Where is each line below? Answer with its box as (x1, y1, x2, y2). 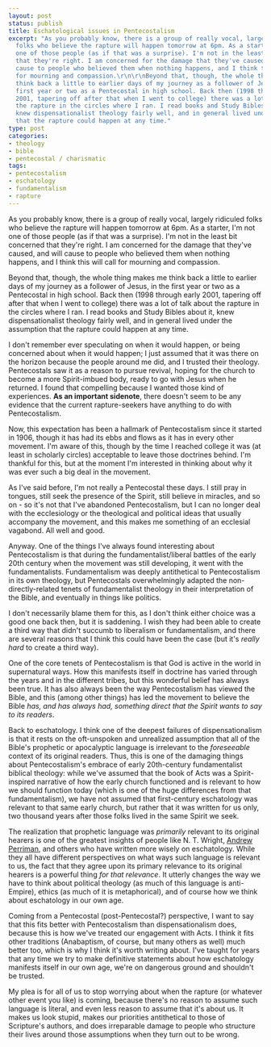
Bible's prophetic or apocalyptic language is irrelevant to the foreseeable (8, 742, 250, 752)
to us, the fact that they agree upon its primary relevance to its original (8, 861, 242, 870)
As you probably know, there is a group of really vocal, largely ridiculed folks (8, 214, 263, 224)
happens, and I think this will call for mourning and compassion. (8, 257, 220, 266)
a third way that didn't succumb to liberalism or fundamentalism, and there (8, 625, 256, 634)
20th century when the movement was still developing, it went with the (8, 558, 244, 567)
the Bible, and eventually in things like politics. (8, 593, 161, 602)
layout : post (8, 11, 52, 20)
